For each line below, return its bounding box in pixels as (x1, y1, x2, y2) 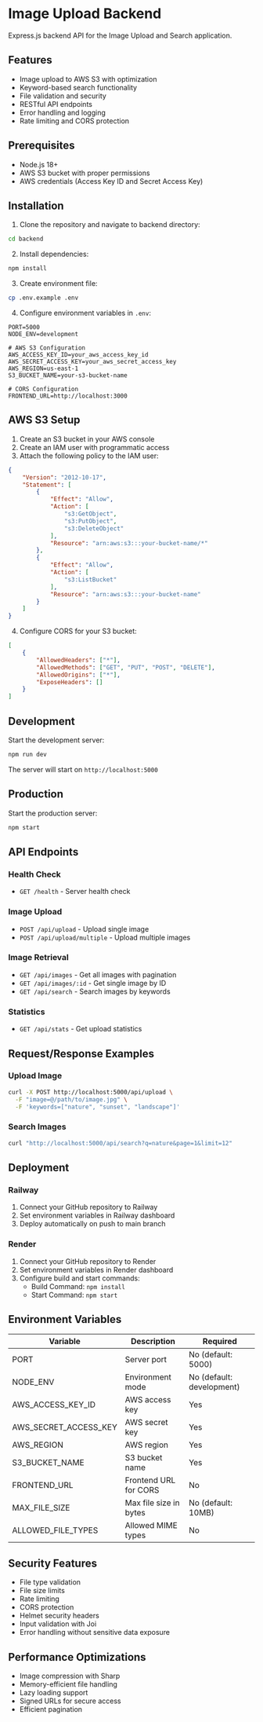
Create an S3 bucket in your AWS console (19, 434, 155, 444)
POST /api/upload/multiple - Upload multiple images (19, 932, 191, 942)
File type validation (19, 1577, 81, 1587)
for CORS (124, 1485, 160, 1496)
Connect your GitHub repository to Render (19, 1256, 157, 1266)
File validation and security (19, 91, 107, 101)
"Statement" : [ (22, 481, 72, 489)
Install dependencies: (19, 249, 89, 259)
